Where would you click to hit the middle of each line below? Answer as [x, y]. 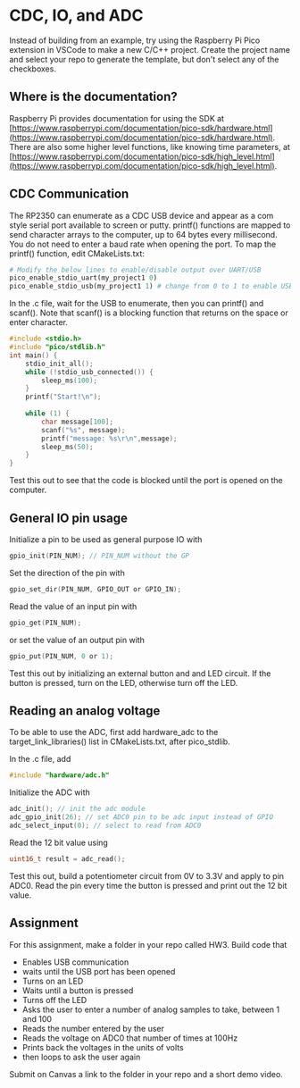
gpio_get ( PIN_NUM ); [46, 623]
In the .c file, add [40, 759]
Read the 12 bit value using [59, 842]
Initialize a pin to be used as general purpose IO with [106, 540]
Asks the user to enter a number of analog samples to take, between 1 [150, 1009]
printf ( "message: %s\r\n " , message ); [109, 439]
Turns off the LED [54, 1000]
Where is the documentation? [93, 97]
